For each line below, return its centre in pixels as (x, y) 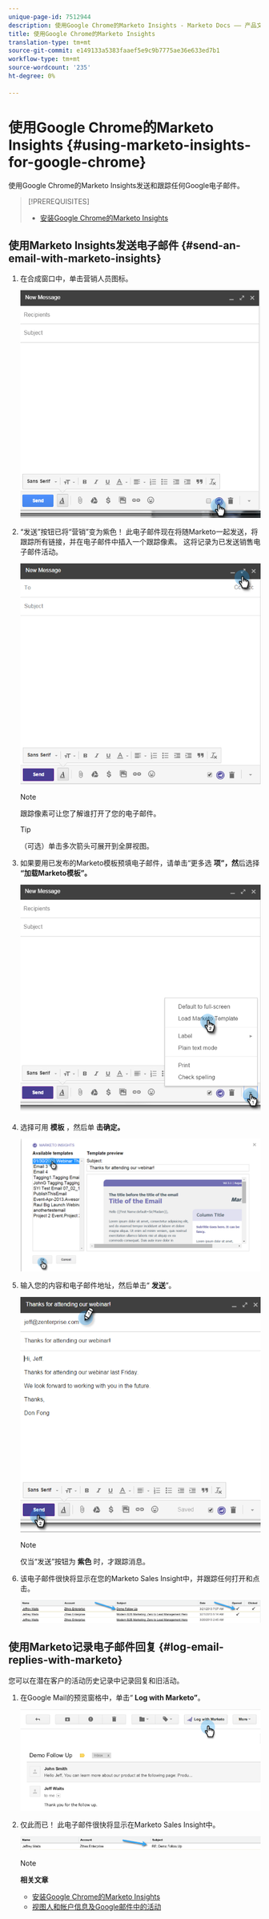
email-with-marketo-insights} (85, 258)
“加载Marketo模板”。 (56, 873)
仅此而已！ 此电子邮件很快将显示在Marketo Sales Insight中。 (120, 1825)
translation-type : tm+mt (50, 42)
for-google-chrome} (77, 162)
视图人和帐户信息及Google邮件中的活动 (96, 1907)
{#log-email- (191, 1647)
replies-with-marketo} (66, 1660)
